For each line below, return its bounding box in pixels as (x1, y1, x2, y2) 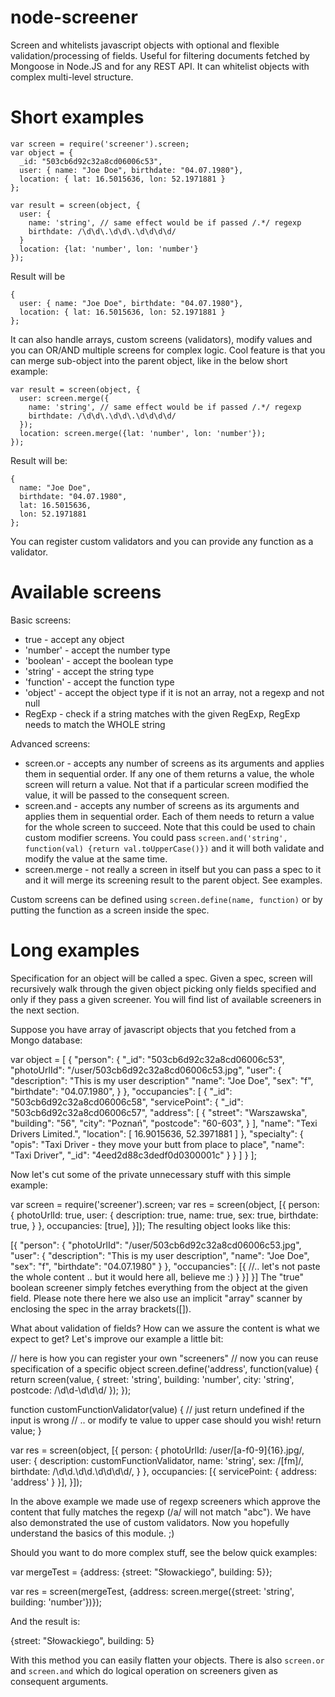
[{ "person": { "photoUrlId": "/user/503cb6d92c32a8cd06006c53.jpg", (10, 1239, 302, 1251)
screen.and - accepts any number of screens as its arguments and (24, 799, 300, 811)
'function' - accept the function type (24, 676, 175, 688)
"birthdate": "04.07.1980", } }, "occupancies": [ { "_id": (10, 1085, 233, 1097)
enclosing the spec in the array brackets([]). (10, 1302, 192, 1315)
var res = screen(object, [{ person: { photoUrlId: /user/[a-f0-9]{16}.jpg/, (10, 1444, 305, 1456)
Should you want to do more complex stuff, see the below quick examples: (10, 1546, 318, 1558)
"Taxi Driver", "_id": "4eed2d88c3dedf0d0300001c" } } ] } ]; (10, 1149, 257, 1161)
